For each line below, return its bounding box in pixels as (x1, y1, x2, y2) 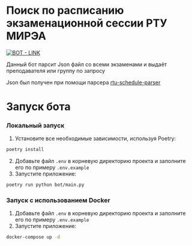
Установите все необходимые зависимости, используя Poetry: (14, 135, 176, 142)
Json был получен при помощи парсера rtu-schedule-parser (6, 79, 161, 86)
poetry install (6, 147, 44, 153)
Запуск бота (6, 100, 71, 114)
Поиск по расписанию (6, 4, 124, 17)
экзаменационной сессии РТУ (6, 16, 167, 30)
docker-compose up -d (6, 234, 61, 241)
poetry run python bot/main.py (6, 182, 85, 188)
